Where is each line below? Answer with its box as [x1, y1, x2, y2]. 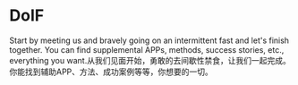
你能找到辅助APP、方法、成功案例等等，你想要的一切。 [9, 66, 213, 77]
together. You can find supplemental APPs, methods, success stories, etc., [9, 44, 285, 55]
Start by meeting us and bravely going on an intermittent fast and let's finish [9, 35, 289, 46]
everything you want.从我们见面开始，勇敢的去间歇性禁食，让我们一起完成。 [9, 55, 291, 65]
